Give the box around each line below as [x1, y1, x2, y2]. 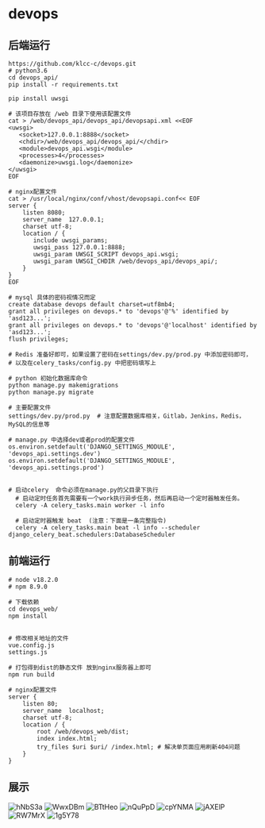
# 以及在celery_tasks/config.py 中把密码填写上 [8, 359, 156, 367]
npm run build [8, 670, 56, 679]
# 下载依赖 [8, 598, 40, 606]
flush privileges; [8, 335, 69, 343]
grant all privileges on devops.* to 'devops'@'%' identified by [8, 307, 229, 315]
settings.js [8, 648, 48, 656]
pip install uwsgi [8, 94, 69, 102]
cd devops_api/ [8, 74, 59, 82]
